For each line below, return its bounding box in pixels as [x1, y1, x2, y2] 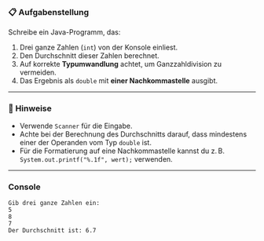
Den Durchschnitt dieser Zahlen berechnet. [19, 51, 159, 60]
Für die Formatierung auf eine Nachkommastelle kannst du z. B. [19, 146, 225, 155]
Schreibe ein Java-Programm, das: [8, 27, 121, 37]
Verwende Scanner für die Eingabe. [19, 121, 133, 130]
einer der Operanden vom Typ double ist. [19, 137, 152, 147]
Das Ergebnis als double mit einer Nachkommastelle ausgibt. [19, 76, 218, 86]
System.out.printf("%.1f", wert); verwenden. [19, 154, 173, 163]
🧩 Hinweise [8, 103, 53, 114]
